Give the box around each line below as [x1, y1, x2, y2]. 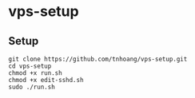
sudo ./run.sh [8, 83, 56, 91]
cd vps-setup [8, 62, 52, 70]
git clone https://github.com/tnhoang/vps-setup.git [8, 55, 188, 63]
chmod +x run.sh [8, 69, 62, 77]
